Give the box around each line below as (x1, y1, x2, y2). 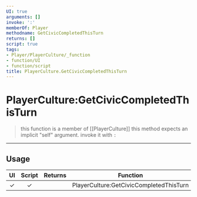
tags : (6, 47, 19, 53)
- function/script (6, 63, 51, 69)
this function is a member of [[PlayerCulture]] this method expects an (20, 125, 188, 132)
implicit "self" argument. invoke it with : (20, 132, 117, 139)
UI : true (6, 8, 28, 15)
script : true (6, 42, 38, 47)
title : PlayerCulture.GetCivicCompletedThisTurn (6, 68, 127, 74)
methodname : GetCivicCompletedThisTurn (6, 30, 104, 36)
